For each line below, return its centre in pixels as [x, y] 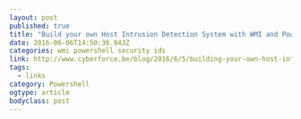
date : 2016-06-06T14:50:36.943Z [69, 42]
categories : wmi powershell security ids [88, 51]
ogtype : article [39, 92]
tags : [19, 68]
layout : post [34, 17]
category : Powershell [50, 84]
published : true [39, 26]
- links [32, 76]
